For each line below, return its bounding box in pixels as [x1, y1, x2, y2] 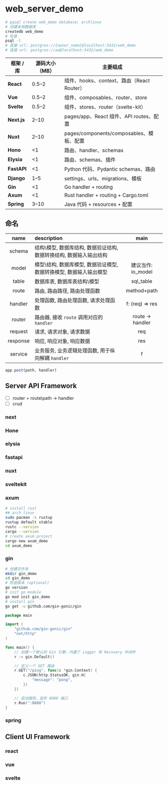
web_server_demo [5, 3, 84, 15]
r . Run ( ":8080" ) [14, 700, 46, 706]
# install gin [5, 599, 35, 604]
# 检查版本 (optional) [5, 581, 49, 586]
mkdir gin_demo [5, 571, 37, 576]
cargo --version [5, 529, 39, 534]
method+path [125, 287, 158, 294]
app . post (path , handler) [5, 368, 57, 373]
